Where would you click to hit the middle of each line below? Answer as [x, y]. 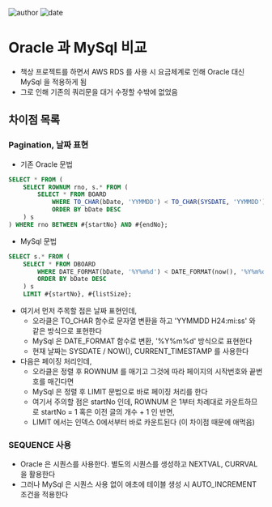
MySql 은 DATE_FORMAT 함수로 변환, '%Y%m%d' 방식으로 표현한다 [142, 341]
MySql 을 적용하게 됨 [53, 82]
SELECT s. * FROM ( [39, 256]
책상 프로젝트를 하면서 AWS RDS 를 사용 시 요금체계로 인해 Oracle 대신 [132, 71]
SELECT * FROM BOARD [72, 194]
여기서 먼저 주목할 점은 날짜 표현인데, [79, 311]
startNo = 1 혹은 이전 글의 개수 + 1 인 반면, [108, 412]
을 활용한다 [38, 475]
